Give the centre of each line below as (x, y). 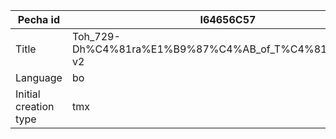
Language (39, 77)
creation (35, 106)
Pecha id (39, 19)
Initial (28, 94)
